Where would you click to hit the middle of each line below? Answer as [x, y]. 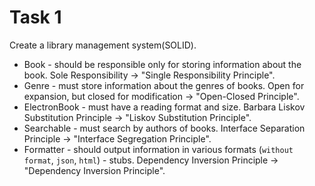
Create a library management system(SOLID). [103, 45]
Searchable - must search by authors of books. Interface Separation [164, 128]
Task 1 [35, 17]
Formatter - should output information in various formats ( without [158, 149]
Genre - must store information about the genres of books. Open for [164, 85]
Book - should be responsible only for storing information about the [162, 64]
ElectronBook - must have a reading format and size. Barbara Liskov [164, 107]
